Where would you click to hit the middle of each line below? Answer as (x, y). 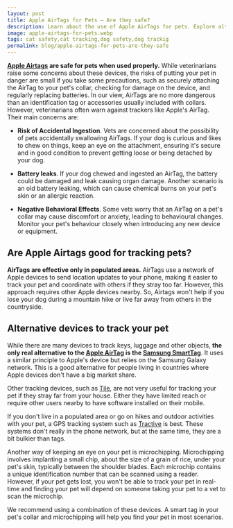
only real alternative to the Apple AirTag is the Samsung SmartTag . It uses (115, 352)
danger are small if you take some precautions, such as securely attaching (113, 80)
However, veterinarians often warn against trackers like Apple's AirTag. (108, 110)
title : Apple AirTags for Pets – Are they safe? (79, 20)
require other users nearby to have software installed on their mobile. (106, 402)
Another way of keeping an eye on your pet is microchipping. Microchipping (115, 452)
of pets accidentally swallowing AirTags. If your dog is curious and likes (119, 138)
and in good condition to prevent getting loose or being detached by (115, 153)
